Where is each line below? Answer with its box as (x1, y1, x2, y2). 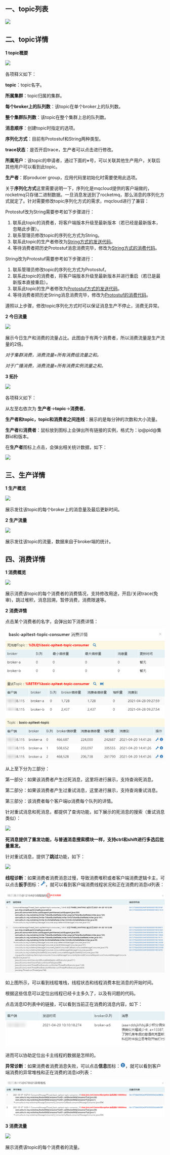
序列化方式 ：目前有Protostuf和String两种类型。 (5, 136, 104, 142)
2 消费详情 (5, 608, 27, 614)
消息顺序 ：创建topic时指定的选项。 (5, 125, 78, 131)
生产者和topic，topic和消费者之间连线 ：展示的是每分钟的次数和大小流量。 (5, 416, 160, 422)
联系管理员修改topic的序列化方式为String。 (12, 232, 102, 238)
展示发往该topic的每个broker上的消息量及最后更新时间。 (5, 507, 122, 513)
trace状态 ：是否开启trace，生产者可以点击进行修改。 (5, 146, 116, 152)
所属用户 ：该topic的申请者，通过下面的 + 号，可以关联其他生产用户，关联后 (5, 157, 161, 163)
